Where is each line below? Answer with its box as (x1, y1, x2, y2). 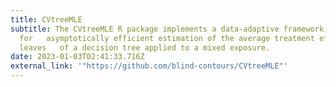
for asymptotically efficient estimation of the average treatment (19, 33, 315, 43)
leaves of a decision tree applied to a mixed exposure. (19, 42, 271, 53)
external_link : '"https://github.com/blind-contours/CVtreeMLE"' (10, 61, 288, 71)
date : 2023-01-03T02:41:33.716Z (10, 52, 145, 62)
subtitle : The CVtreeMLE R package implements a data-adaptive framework (10, 24, 325, 34)
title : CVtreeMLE (10, 14, 83, 25)
